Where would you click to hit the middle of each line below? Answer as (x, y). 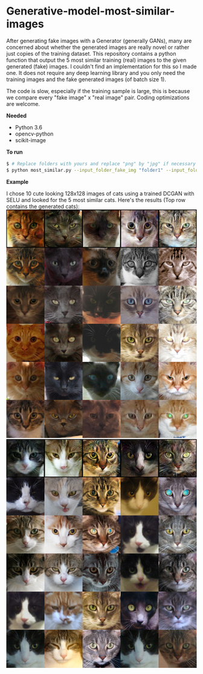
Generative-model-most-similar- (91, 11)
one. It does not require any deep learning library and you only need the (96, 73)
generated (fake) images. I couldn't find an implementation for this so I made (101, 66)
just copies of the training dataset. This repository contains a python (91, 53)
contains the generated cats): (43, 206)
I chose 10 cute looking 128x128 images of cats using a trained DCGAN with (100, 193)
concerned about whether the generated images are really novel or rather (98, 47)
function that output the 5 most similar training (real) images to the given (96, 60)
